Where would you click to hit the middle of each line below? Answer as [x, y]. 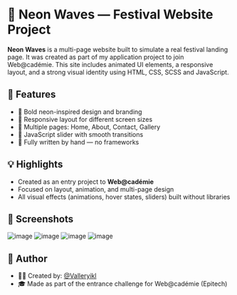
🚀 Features [32, 94]
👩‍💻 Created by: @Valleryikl [57, 276]
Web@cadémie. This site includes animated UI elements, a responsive [110, 64]
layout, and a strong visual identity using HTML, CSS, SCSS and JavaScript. [118, 72]
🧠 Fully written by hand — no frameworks [78, 142]
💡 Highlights [35, 164]
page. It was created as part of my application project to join [96, 57]
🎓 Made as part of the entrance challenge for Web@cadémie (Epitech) [122, 284]
